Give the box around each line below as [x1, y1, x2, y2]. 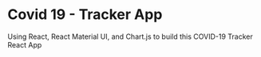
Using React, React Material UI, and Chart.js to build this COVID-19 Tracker [7, 32, 253, 41]
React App [7, 40, 42, 49]
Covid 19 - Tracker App [7, 6, 163, 24]
